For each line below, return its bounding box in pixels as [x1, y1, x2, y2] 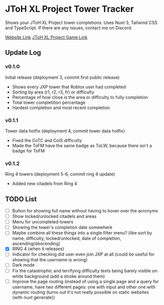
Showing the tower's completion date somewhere [12, 224, 113, 231]
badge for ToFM [12, 148, 45, 154]
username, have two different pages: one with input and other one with [12, 284, 156, 290]
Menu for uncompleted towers [12, 219, 73, 225]
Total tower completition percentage [12, 99, 86, 105]
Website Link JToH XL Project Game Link [5, 34, 88, 40]
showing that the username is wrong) [12, 257, 88, 263]
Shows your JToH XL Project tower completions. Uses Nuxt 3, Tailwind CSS [5, 20, 158, 25]
